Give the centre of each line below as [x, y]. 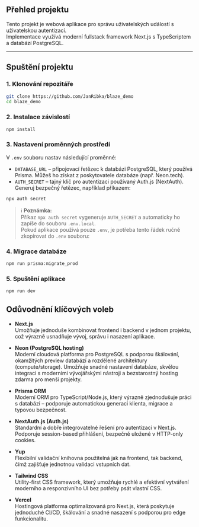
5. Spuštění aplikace [36, 279]
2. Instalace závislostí [38, 117]
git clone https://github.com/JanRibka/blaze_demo [70, 96]
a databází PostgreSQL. [35, 43]
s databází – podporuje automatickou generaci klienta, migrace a [94, 403]
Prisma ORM [30, 391]
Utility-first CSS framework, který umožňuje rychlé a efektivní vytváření [102, 482]
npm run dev [21, 291]
